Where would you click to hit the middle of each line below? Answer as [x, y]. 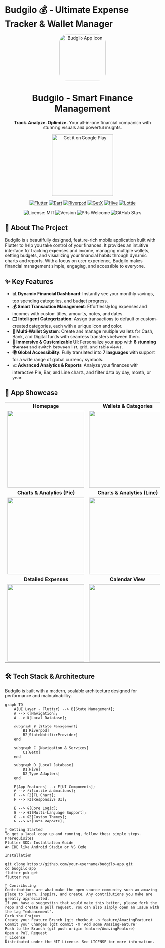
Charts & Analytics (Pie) [46, 493]
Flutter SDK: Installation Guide [39, 843]
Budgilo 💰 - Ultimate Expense [67, 10]
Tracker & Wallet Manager [59, 24]
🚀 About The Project [36, 228]
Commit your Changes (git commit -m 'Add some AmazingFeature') [72, 925]
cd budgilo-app [21, 869]
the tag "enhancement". [29, 912]
